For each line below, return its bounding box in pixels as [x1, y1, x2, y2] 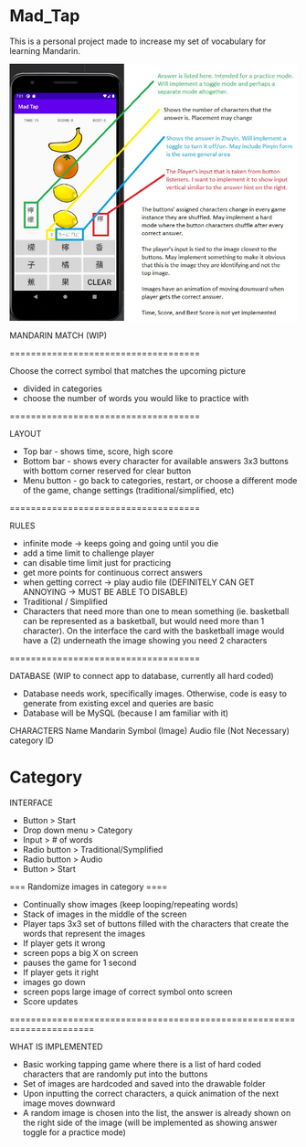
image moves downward [22, 1098, 116, 1109]
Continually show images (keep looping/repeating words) [22, 899, 239, 910]
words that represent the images [22, 929, 146, 940]
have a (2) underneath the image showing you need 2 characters [22, 635, 268, 646]
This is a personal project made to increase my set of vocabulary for [9, 36, 267, 47]
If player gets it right [22, 967, 99, 978]
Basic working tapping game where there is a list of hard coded [22, 1059, 262, 1070]
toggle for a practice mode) [22, 1127, 126, 1138]
